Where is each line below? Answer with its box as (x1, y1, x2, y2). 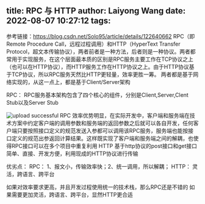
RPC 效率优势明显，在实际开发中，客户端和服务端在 (60, 111, 190, 119)
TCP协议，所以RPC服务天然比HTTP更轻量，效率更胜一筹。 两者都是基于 (11, 71, 193, 78)
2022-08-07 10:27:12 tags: (6, 16, 111, 26)
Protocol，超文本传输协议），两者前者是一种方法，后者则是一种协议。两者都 (6, 47, 196, 55)
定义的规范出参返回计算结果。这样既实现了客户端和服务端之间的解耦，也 (11, 135, 193, 142)
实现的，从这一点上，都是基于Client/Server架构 (11, 78, 131, 85)
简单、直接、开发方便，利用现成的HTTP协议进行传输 (6, 150, 138, 157)
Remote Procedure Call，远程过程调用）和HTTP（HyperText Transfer (6, 40, 181, 47)
